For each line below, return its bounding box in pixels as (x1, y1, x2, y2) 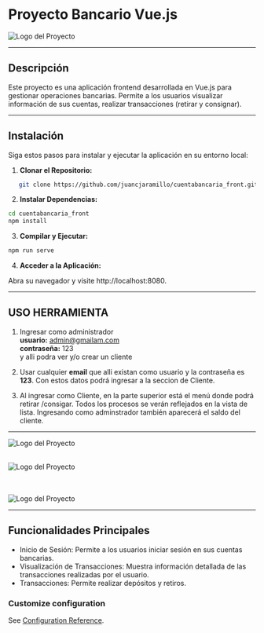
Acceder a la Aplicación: (19, 261, 101, 270)
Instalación (8, 130, 64, 143)
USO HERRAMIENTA (8, 306, 109, 320)
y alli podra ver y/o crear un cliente (19, 352, 133, 361)
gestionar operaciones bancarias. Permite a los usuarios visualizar (8, 90, 223, 100)
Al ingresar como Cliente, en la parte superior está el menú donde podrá (19, 390, 254, 400)
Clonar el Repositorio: (19, 165, 93, 174)
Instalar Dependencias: (19, 195, 98, 204)
